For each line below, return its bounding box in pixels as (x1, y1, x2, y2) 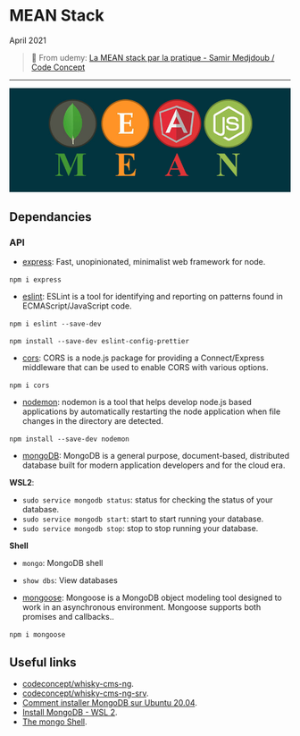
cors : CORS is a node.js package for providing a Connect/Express (21, 352, 265, 363)
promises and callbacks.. (21, 612, 114, 622)
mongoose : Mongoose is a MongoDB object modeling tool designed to (21, 592, 283, 604)
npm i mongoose (9, 630, 66, 639)
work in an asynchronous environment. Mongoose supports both (21, 602, 262, 613)
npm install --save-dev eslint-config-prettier (9, 337, 190, 346)
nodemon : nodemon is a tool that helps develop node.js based (21, 397, 252, 408)
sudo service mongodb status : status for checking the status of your (21, 495, 273, 505)
